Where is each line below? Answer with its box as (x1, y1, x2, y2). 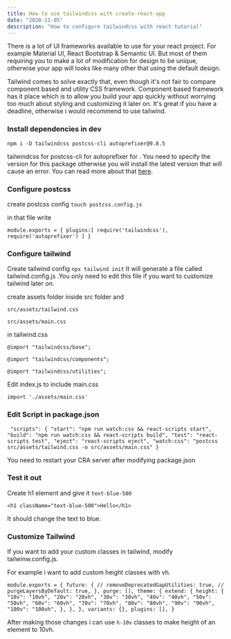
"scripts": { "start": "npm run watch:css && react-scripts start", (10, 426, 212, 432)
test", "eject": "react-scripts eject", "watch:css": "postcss (32, 437, 218, 444)
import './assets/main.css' (7, 394, 89, 401)
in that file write (7, 213, 52, 222)
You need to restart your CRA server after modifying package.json (7, 455, 196, 464)
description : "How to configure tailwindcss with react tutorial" (7, 23, 203, 30)
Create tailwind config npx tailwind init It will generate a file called (7, 265, 203, 273)
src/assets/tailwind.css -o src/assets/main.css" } (7, 444, 159, 450)
